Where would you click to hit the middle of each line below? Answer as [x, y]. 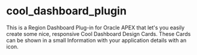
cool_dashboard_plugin [67, 11]
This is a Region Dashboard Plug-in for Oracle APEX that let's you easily [95, 27]
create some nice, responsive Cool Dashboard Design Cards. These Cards [98, 33]
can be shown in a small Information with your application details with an [96, 40]
